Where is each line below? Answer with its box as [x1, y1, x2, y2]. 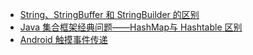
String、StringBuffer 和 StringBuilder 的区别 [19, 9, 200, 20]
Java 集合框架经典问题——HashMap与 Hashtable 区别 [19, 21, 243, 33]
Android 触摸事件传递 [19, 34, 108, 45]
